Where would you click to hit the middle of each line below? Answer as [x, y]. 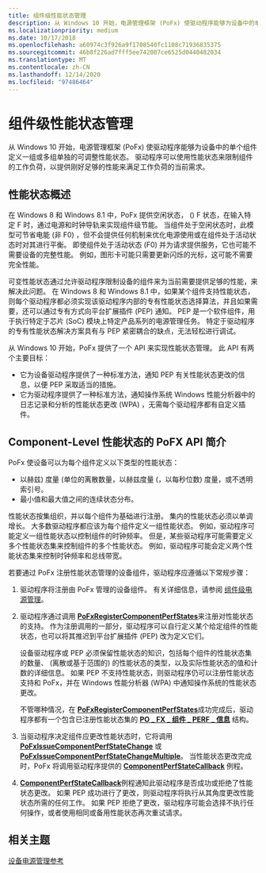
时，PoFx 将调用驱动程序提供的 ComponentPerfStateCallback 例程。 [133, 766]
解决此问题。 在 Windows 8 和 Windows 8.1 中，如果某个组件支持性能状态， [131, 291]
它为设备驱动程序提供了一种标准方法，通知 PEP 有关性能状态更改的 [129, 375]
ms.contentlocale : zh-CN [49, 67]
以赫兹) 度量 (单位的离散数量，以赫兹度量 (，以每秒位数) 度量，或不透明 [136, 479]
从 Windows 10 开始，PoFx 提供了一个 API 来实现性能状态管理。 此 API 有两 [131, 348]
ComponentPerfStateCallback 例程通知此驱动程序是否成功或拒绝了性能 [136, 783]
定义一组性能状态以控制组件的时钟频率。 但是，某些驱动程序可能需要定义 [134, 536]
